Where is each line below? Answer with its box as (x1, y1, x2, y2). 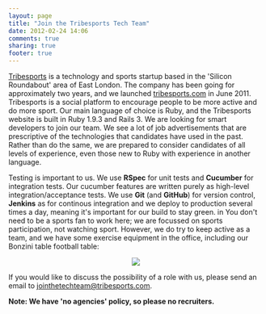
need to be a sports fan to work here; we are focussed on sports (8, 216, 223, 225)
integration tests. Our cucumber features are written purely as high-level (8, 182, 250, 190)
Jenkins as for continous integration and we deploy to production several (8, 199, 253, 208)
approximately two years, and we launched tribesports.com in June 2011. (8, 89, 252, 98)
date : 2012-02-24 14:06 (8, 27, 89, 35)
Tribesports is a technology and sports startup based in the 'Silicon (8, 72, 232, 81)
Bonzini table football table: (8, 241, 99, 251)
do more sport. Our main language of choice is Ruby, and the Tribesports (8, 106, 252, 115)
